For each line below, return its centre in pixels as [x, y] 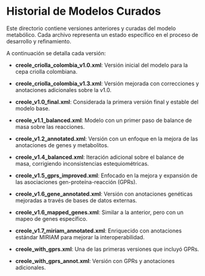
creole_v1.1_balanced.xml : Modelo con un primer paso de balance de [103, 120]
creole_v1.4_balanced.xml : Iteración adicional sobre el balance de [99, 157]
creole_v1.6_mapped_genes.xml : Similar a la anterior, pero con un [99, 212]
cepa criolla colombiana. [46, 71]
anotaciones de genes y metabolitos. [62, 145]
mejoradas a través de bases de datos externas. [76, 200]
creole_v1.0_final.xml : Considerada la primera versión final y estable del [107, 102]
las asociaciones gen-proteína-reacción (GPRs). [76, 182]
